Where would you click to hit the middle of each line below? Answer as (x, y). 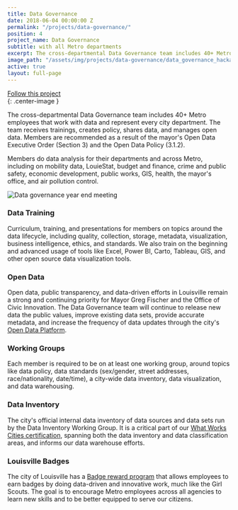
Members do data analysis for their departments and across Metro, (105, 158)
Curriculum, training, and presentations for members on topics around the (115, 228)
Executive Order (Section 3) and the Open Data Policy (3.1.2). (96, 144)
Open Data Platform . (37, 330)
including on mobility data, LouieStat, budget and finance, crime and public (117, 166)
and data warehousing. (41, 386)
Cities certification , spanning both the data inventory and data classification (118, 435)
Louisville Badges (38, 461)
